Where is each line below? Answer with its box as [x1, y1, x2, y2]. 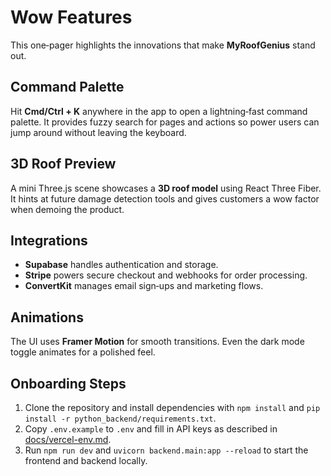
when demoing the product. [10, 203, 125, 215]
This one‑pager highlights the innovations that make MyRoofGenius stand [10, 39, 316, 51]
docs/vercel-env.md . [24, 434, 112, 445]
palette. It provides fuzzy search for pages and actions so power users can [10, 116, 320, 128]
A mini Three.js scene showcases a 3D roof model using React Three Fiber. [10, 182, 322, 194]
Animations [10, 309, 84, 326]
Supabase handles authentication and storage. [24, 259, 219, 271]
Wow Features [10, 6, 133, 29]
